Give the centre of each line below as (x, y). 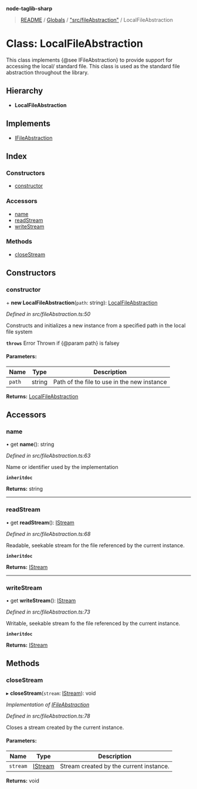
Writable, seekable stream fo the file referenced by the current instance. (93, 624)
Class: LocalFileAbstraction (75, 44)
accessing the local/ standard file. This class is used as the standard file (93, 66)
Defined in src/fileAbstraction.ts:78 (48, 716)
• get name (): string (30, 444)
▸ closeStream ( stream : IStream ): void (51, 693)
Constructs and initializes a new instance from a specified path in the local (96, 325)
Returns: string (24, 489)
